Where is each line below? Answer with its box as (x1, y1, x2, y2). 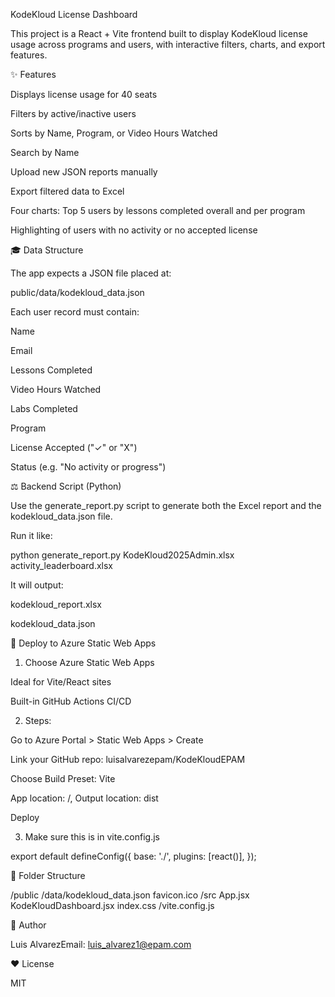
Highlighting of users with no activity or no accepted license (10, 224, 258, 236)
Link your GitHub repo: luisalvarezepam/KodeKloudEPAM (10, 754, 246, 765)
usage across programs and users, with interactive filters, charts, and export (10, 39, 326, 50)
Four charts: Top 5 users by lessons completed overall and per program (10, 205, 306, 216)
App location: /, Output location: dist (10, 792, 159, 804)
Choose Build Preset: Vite (10, 773, 116, 784)
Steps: (24, 715, 52, 726)
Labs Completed (10, 403, 78, 414)
